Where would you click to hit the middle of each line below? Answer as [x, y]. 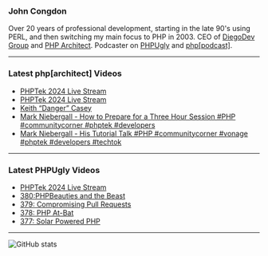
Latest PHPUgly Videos [54, 170]
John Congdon [38, 11]
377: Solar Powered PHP [60, 221]
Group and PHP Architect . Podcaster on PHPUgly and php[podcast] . [120, 45]
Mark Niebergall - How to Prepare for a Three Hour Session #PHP [128, 116]
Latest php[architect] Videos [65, 73]
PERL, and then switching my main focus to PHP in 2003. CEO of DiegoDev [132, 37]
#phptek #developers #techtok [71, 142]
